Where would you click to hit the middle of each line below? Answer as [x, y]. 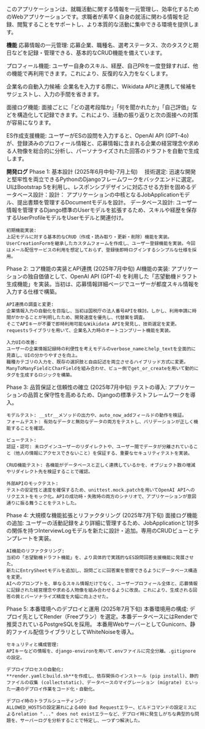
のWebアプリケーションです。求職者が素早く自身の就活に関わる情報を [95, 17]
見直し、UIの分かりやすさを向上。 [43, 355]
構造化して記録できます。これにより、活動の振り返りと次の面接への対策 [108, 115]
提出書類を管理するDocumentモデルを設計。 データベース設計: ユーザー [107, 202]
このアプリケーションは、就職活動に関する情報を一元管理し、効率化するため [103, 9]
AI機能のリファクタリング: [35, 551]
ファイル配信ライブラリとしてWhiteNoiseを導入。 [74, 632]
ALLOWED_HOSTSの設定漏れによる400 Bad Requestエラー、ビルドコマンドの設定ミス [99, 708]
